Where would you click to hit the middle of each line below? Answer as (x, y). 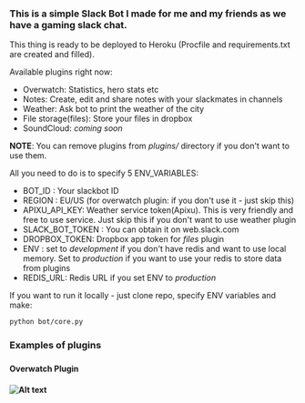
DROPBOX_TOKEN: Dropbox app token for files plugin (123, 239)
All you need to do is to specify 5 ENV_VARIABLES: (104, 173)
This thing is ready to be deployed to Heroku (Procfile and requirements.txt (150, 45)
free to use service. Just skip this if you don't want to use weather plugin (159, 220)
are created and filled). (52, 55)
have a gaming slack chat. (68, 25)
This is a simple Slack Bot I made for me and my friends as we (148, 14)
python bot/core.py (46, 322)
